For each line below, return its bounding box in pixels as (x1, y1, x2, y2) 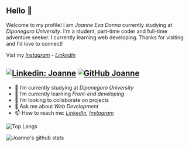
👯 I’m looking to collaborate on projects (14, 96, 109, 103)
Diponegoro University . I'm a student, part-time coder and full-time (6, 28, 168, 35)
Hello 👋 (6, 6, 33, 16)
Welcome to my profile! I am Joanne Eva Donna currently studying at (6, 21, 173, 28)
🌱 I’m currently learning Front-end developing (14, 90, 125, 97)
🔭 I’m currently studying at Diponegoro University (14, 84, 134, 91)
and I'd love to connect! (6, 40, 63, 47)
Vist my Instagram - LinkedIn (6, 51, 76, 59)
